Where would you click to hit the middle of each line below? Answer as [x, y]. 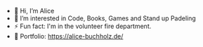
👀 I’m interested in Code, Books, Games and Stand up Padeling [105, 18]
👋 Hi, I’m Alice [34, 11]
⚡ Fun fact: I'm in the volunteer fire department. [83, 26]
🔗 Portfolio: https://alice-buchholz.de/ [68, 36]
